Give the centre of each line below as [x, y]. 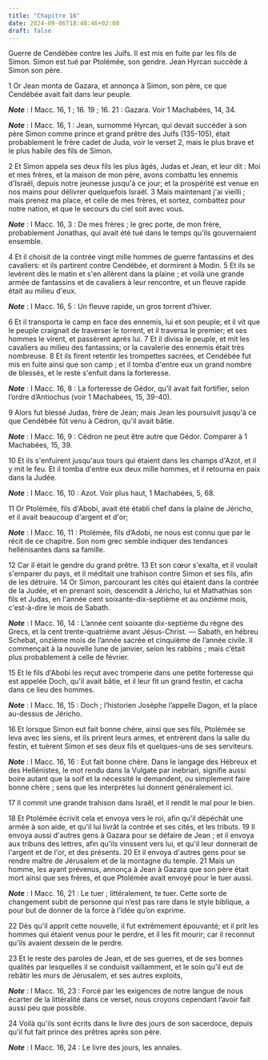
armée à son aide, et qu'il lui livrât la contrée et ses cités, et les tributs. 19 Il [132, 827]
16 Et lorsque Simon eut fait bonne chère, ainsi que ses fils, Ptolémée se [127, 729]
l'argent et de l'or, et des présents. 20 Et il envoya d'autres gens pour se [127, 853]
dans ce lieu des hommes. [52, 690]
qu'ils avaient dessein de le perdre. [66, 943]
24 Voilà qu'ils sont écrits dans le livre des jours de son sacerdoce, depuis [131, 1024]
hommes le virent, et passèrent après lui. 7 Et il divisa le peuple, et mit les [129, 339]
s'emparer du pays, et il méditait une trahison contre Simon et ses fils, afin [131, 574]
